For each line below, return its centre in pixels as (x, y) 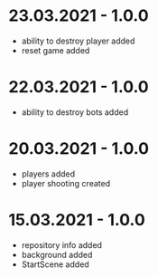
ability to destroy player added (78, 41)
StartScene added (55, 264)
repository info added (62, 244)
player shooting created (65, 183)
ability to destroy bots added (74, 112)
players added (48, 174)
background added (57, 254)
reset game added (56, 50)
